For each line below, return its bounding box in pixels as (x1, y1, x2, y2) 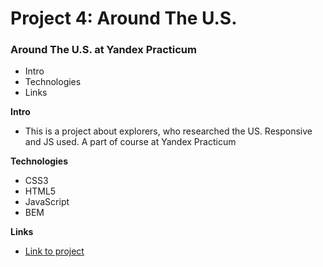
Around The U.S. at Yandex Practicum (10, 43, 197, 57)
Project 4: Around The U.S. (10, 7, 238, 30)
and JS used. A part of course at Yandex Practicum (24, 136, 237, 148)
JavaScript (24, 196, 70, 208)
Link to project (24, 245, 85, 257)
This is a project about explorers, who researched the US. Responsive (24, 125, 313, 137)
